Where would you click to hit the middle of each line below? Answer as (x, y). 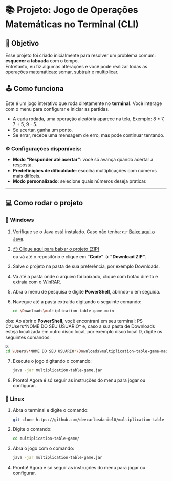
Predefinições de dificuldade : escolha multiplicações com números (85, 171)
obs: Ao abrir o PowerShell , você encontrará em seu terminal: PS (74, 321)
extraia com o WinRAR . (37, 282)
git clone (23, 420)
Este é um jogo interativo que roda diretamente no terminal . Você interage (84, 103)
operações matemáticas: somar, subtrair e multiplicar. (62, 72)
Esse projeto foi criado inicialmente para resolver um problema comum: (81, 55)
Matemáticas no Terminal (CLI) (72, 24)
